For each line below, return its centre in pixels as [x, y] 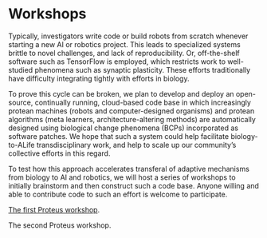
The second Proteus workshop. [60, 225]
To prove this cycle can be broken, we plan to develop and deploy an [121, 93]
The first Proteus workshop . [54, 209]
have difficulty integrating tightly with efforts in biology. [99, 78]
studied [21, 69]
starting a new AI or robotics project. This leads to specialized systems [124, 44]
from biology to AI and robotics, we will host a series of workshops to [122, 177]
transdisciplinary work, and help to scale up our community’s [136, 145]
